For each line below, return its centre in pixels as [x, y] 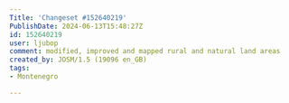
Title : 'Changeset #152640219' [68, 18]
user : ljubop [34, 43]
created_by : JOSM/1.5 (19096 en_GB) [78, 60]
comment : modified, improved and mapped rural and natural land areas [145, 51]
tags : [19, 69]
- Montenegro [34, 77]
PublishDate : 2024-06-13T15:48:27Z [76, 26]
